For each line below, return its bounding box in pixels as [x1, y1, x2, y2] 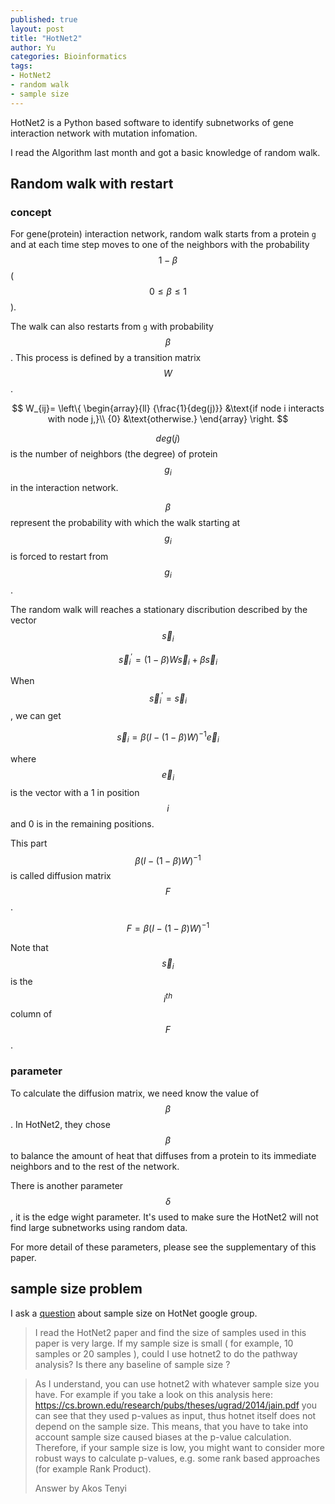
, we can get [10, 710, 62, 722]
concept [10, 205, 52, 219]
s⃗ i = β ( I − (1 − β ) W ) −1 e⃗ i [116, 729, 220, 745]
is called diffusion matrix [10, 870, 112, 882]
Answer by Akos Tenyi [34, 1482, 127, 1494]
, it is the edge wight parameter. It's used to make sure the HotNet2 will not [10, 1211, 319, 1223]
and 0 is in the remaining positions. [10, 817, 155, 830]
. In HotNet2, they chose [10, 1118, 111, 1130]
